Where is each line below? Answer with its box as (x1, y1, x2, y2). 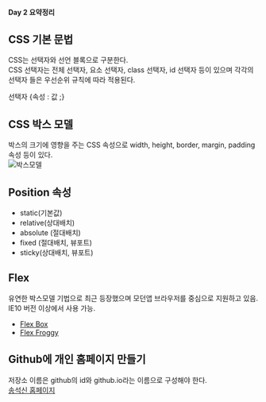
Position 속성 (8, 185, 71, 199)
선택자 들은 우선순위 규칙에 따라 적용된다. (8, 75, 136, 85)
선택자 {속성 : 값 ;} (8, 92, 65, 102)
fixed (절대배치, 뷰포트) (19, 238, 93, 248)
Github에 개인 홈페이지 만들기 (8, 353, 146, 366)
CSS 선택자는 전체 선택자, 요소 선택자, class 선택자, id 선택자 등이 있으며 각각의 (8, 65, 254, 75)
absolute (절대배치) (19, 228, 81, 238)
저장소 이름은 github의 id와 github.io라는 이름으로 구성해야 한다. (8, 375, 208, 385)
